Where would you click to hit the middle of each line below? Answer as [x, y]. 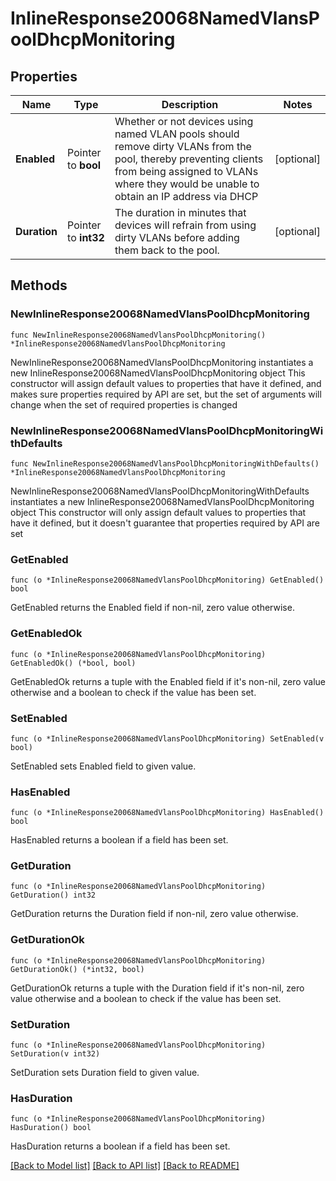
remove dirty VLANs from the [183, 146]
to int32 [86, 237]
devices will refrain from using [185, 225]
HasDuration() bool [51, 1128]
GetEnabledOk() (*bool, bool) [73, 663]
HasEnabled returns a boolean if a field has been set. [119, 840]
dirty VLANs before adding [177, 237]
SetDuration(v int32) [55, 1054]
